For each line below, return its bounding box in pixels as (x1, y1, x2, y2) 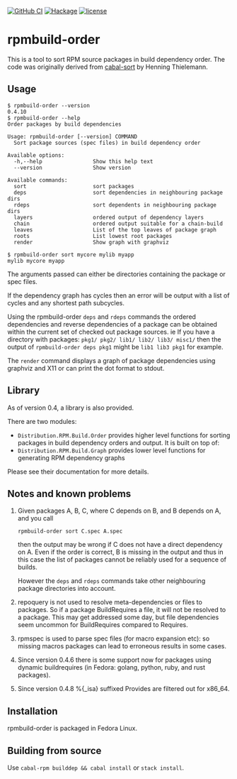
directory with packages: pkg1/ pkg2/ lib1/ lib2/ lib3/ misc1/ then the (7, 334, 221, 344)
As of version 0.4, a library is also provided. (7, 403, 134, 412)
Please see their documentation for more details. (7, 467, 149, 476)
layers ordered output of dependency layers (13, 214, 204, 221)
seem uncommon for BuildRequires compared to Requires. (17, 621, 189, 629)
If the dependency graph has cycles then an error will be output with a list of (7, 291, 230, 300)
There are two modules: (7, 417, 77, 425)
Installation (7, 705, 58, 717)
